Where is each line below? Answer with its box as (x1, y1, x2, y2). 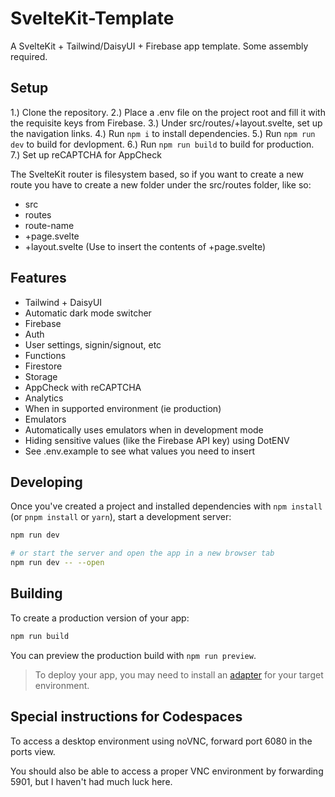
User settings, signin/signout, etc (24, 338, 162, 351)
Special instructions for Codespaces (10, 708, 243, 726)
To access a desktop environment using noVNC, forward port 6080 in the (10, 735, 313, 747)
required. (10, 50, 48, 62)
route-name (24, 219, 75, 231)
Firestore (24, 360, 63, 372)
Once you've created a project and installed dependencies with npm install (10, 500, 323, 512)
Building (10, 585, 63, 602)
